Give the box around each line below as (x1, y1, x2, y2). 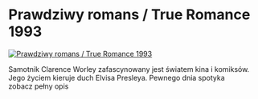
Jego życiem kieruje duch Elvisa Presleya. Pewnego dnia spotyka (8, 73, 225, 82)
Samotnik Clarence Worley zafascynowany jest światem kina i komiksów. (8, 64, 250, 73)
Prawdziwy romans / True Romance (8, 6, 251, 24)
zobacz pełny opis (8, 81, 69, 91)
